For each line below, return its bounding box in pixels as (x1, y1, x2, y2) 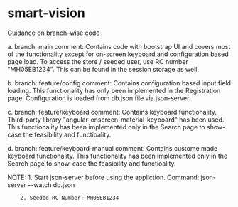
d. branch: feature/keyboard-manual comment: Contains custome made (7, 144, 218, 152)
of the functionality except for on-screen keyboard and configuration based (7, 50, 229, 58)
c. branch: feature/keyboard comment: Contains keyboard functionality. (7, 107, 217, 116)
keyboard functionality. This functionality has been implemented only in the (7, 152, 228, 160)
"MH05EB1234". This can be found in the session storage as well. (7, 65, 199, 73)
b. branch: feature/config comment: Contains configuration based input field (7, 78, 232, 87)
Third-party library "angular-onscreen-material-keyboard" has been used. (7, 115, 225, 124)
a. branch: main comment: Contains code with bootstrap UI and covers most (7, 42, 231, 51)
